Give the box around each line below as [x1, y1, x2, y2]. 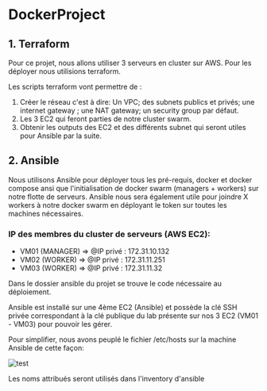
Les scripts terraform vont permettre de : [8, 82, 142, 91]
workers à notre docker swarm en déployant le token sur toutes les [8, 200, 228, 209]
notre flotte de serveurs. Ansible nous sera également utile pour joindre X [8, 192, 249, 201]
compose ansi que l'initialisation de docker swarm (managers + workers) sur [8, 183, 259, 193]
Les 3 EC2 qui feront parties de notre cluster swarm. [19, 114, 192, 124]
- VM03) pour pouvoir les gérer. [8, 320, 113, 329]
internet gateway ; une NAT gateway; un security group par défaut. [19, 105, 239, 115]
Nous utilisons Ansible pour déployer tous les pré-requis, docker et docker [8, 174, 253, 184]
